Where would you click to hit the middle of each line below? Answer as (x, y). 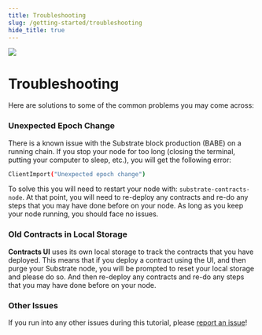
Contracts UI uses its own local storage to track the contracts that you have (131, 252)
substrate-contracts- (215, 190)
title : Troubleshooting (47, 15)
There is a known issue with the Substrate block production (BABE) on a (125, 143)
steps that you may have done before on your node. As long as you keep (126, 206)
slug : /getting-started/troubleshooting (76, 23)
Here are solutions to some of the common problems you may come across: (131, 105)
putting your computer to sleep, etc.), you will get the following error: (120, 160)
